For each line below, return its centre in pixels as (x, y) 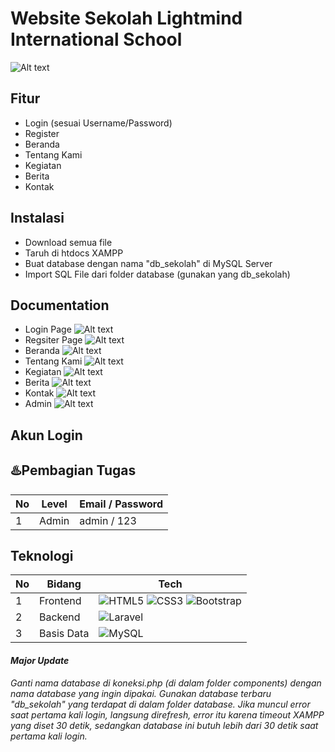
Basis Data (64, 634)
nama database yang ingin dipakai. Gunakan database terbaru (141, 693)
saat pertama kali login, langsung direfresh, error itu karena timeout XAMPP (167, 714)
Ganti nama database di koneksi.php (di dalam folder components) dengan (166, 683)
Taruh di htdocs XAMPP (74, 253)
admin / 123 (108, 520)
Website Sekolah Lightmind (126, 18)
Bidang (64, 584)
